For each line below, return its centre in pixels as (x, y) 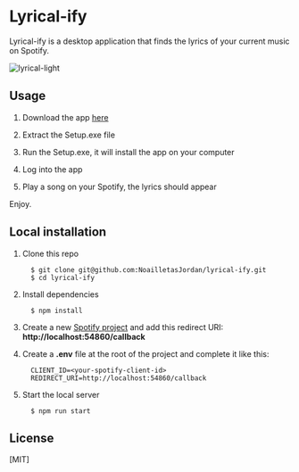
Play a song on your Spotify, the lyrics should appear (119, 186)
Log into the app (52, 169)
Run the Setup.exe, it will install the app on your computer (128, 152)
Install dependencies (61, 294)
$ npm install (57, 311)
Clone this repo (50, 253)
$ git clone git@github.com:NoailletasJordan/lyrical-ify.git (149, 269)
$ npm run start (61, 411)
